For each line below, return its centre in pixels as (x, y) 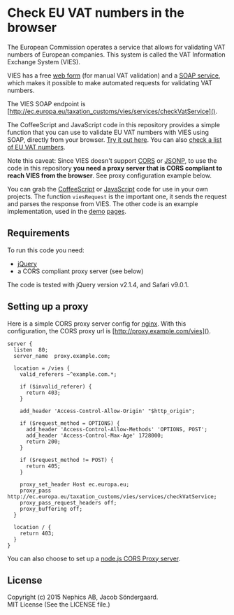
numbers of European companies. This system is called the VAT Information (116, 55)
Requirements (38, 233)
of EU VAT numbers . (36, 147)
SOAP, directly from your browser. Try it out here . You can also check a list (115, 139)
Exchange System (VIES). (44, 61)
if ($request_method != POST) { (67, 460)
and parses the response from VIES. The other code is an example (103, 203)
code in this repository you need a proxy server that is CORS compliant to (115, 168)
